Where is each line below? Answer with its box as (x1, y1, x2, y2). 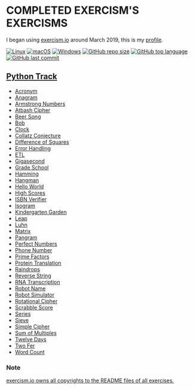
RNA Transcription (14, 278, 60, 285)
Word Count (14, 348, 45, 355)
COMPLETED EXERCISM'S (6, 4, 139, 17)
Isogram (14, 202, 36, 209)
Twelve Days (14, 335, 47, 343)
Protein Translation (14, 259, 61, 267)
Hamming (14, 170, 39, 177)
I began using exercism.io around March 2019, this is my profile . (6, 36, 163, 43)
